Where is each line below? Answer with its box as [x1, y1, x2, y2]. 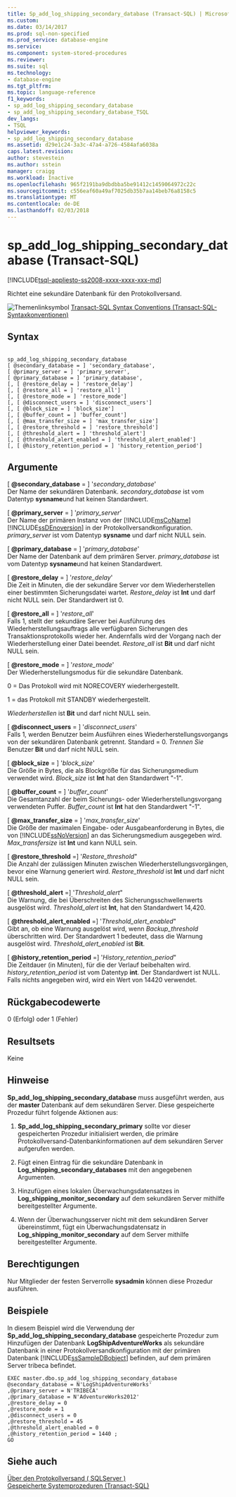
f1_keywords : [7, 96, 46, 103]
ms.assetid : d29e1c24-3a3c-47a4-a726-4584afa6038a [7, 142, 159, 149]
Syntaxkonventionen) [7, 310, 69, 319]
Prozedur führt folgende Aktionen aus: [7, 1108, 118, 1116]
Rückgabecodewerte [7, 996, 100, 1008]
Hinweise [7, 1075, 49, 1087]
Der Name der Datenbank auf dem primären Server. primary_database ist [7, 552, 220, 561]
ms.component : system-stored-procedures [7, 50, 128, 57]
